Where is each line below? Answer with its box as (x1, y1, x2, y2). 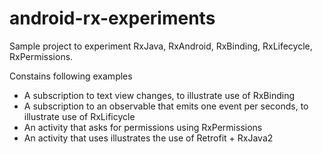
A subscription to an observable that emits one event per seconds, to (23, 100, 309, 112)
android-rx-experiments (9, 7, 216, 30)
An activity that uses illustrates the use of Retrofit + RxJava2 (23, 132, 274, 144)
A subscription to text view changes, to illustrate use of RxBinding (23, 89, 295, 101)
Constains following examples (9, 70, 133, 82)
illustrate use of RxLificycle (23, 110, 136, 122)
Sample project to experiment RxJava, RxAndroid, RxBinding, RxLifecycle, (9, 40, 313, 52)
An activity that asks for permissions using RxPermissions (23, 121, 263, 133)
